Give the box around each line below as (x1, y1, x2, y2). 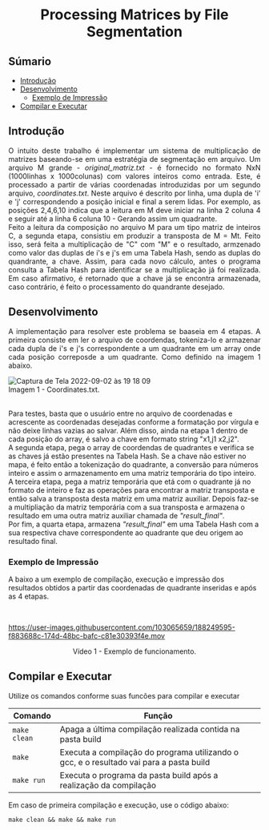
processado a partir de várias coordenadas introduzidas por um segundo (8, 179, 261, 189)
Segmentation (86, 22, 183, 41)
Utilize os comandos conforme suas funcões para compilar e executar (8, 691, 240, 700)
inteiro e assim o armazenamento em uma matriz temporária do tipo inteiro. (8, 468, 256, 477)
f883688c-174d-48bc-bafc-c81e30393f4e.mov (8, 631, 166, 640)
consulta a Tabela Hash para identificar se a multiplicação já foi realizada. (8, 264, 261, 274)
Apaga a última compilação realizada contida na (59, 723, 240, 735)
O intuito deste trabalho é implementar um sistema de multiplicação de (8, 146, 261, 155)
